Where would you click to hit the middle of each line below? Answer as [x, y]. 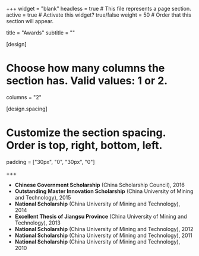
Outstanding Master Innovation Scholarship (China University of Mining [104, 191]
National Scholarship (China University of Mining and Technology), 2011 [103, 235]
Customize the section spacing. [86, 133]
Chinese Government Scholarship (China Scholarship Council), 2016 [100, 185]
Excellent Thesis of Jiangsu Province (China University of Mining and [101, 216]
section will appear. [30, 21]
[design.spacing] [27, 109]
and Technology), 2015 [43, 197]
